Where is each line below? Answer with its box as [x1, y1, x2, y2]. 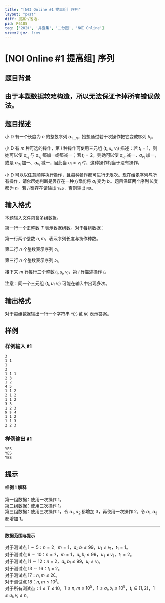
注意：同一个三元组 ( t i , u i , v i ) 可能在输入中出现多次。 [5, 280, 110, 287]
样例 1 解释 [5, 484, 27, 490]
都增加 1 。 [5, 515, 26, 522]
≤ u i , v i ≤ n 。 [5, 592, 31, 599]
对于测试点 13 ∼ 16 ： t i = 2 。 [5, 566, 63, 572]
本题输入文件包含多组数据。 [5, 215, 61, 221]
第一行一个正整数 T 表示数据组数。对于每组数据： [5, 225, 105, 231]
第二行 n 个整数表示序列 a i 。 [5, 246, 62, 254]
